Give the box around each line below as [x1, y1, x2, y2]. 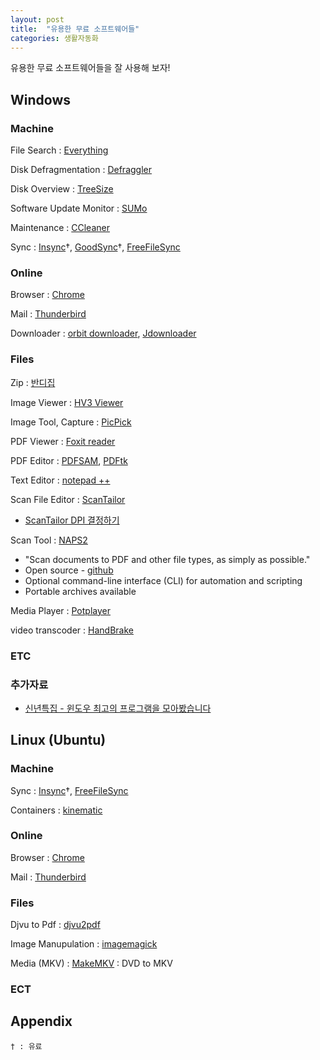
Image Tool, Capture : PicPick [10, 416, 132, 428]
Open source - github [24, 564, 114, 576]
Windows [10, 91, 71, 108]
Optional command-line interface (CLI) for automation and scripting [24, 574, 303, 586]
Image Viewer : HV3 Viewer [10, 396, 124, 408]
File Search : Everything [10, 144, 109, 156]
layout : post [10, 14, 65, 25]
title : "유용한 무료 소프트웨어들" [10, 24, 140, 34]
